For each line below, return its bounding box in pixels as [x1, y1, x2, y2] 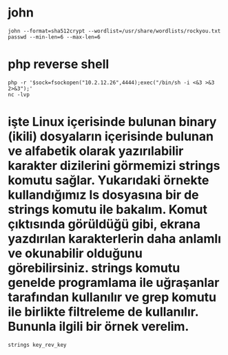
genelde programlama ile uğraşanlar [8, 275, 220, 290]
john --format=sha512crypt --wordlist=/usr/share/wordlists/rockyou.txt [8, 28, 221, 34]
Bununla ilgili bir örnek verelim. [8, 319, 189, 334]
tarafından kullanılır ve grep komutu [8, 290, 217, 305]
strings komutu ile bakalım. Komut [8, 202, 208, 217]
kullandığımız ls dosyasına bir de [8, 187, 199, 203]
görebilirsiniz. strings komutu [8, 260, 180, 276]
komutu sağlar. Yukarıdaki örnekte [8, 173, 209, 189]
